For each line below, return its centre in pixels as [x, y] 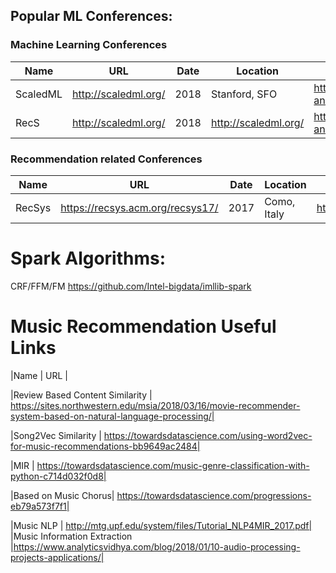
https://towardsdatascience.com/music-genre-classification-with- [173, 465]
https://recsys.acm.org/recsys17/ [139, 207]
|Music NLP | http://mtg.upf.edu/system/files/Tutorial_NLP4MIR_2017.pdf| [161, 525]
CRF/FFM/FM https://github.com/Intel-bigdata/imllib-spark [131, 286]
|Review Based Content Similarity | [81, 395]
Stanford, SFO [244, 94]
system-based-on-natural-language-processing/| [112, 416]
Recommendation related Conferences [106, 159]
